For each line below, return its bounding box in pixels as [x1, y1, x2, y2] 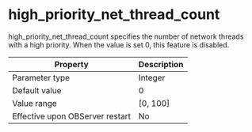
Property [54, 58, 89, 70]
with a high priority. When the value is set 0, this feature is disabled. [8, 40, 230, 49]
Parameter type [12, 72, 70, 83]
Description [138, 58, 184, 70]
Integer [138, 72, 166, 83]
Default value [12, 85, 62, 96]
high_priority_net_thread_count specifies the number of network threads [8, 32, 244, 41]
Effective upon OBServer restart [12, 111, 132, 122]
